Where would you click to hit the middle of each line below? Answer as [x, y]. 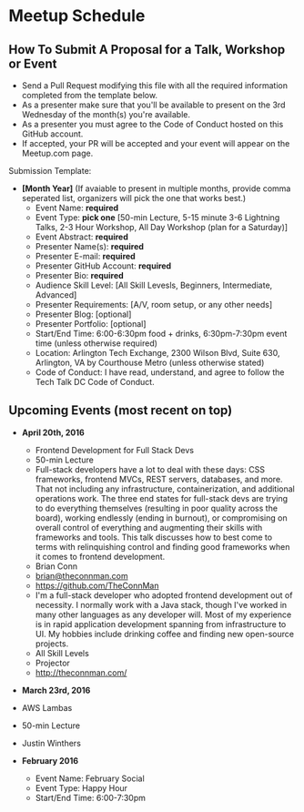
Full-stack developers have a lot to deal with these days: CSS [150, 469]
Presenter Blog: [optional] [83, 314]
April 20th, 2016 [53, 432]
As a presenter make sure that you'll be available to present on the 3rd [153, 105]
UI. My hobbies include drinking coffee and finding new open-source [165, 634]
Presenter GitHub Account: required [103, 266]
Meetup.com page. [57, 153]
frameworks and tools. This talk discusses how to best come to [154, 537]
